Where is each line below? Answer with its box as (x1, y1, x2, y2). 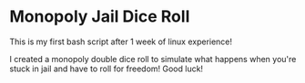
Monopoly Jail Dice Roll (9, 6, 190, 27)
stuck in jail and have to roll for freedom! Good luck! (9, 63, 203, 74)
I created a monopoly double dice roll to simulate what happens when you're (9, 53, 297, 64)
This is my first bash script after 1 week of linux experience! (9, 36, 233, 47)
